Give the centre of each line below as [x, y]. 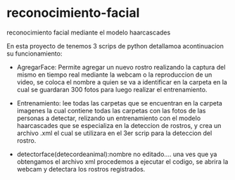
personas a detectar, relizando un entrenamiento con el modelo [109, 118]
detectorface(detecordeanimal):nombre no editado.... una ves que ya [117, 154]
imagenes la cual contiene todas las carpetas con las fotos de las [111, 110]
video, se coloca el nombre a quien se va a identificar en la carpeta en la [122, 82]
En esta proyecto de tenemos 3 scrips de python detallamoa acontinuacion [115, 46]
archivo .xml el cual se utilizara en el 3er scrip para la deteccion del [114, 133]
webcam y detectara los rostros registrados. [81, 169]
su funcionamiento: [34, 53]
